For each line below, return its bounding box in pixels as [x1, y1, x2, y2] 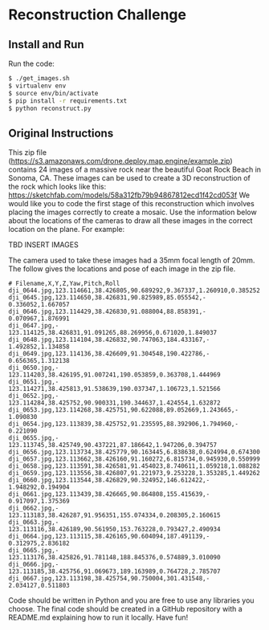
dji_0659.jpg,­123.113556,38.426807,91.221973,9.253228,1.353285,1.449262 [8, 469, 261, 478]
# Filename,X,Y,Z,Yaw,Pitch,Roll [8, 279, 120, 288]
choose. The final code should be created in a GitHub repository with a [8, 604, 243, 614]
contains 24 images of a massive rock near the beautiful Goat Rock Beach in [8, 165, 262, 174]
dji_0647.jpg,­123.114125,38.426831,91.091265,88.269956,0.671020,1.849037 [8, 322, 218, 337]
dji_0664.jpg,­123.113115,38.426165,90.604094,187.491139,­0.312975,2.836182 [8, 532, 210, 547]
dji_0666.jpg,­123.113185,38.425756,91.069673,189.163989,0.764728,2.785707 [8, 560, 221, 575]
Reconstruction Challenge [8, 6, 187, 24]
